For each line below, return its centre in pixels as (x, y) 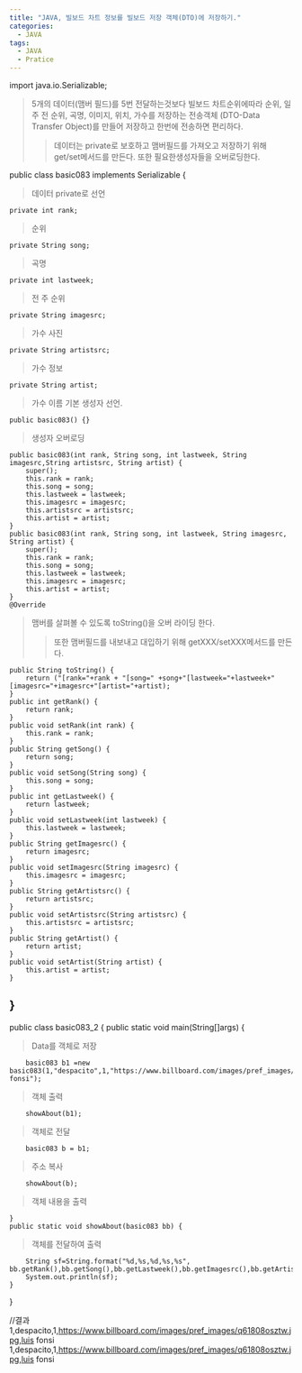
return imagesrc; (58, 852)
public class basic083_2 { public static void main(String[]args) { (127, 1027)
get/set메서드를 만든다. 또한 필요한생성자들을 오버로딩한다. (157, 157)
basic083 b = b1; (58, 1149)
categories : (31, 26)
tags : (19, 43)
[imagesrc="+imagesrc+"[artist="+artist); (90, 686)
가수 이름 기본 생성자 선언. (77, 403)
